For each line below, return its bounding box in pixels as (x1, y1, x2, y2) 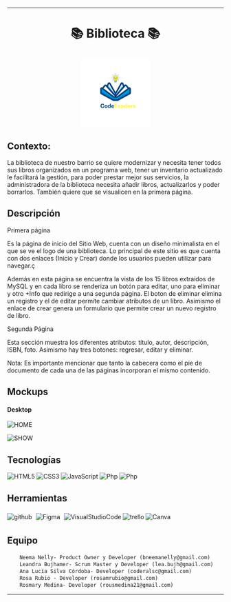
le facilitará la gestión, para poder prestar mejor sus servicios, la (7, 173, 189, 181)
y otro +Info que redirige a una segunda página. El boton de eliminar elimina (7, 289, 222, 297)
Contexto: (7, 140, 51, 152)
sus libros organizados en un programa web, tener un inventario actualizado (7, 166, 223, 174)
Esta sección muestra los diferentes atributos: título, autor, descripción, (7, 338, 209, 346)
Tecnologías (7, 454, 61, 465)
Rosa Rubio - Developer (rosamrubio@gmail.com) (19, 574, 158, 581)
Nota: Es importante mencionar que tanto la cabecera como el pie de (7, 359, 203, 367)
